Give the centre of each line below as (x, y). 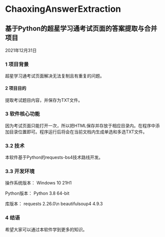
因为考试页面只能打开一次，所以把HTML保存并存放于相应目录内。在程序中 (81, 125)
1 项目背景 (17, 64)
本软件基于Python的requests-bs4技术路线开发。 (54, 157)
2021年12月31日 (21, 50)
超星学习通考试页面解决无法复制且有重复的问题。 (55, 76)
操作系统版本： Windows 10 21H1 (38, 183)
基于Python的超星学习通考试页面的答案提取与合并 (81, 28)
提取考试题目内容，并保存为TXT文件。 (44, 100)
